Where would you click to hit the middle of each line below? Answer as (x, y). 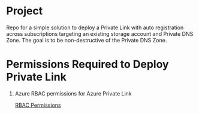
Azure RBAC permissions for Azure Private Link (73, 93)
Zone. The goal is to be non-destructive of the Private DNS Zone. (87, 40)
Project (25, 11)
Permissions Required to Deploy (88, 64)
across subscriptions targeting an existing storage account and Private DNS (100, 33)
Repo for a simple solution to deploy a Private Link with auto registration (95, 27)
